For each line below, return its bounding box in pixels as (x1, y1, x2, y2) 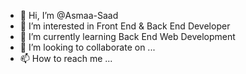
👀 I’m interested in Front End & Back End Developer (19, 20, 231, 32)
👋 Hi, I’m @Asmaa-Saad (19, 10, 119, 21)
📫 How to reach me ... (19, 53, 113, 64)
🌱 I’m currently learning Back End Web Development (19, 31, 236, 42)
